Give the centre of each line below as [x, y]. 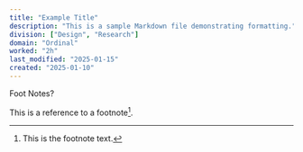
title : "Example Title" [54, 18]
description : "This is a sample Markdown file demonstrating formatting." [153, 26]
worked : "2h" [34, 51]
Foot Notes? [32, 93]
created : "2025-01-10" [52, 68]
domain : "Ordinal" [44, 43]
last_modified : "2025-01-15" [64, 59]
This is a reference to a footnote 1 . [71, 112]
